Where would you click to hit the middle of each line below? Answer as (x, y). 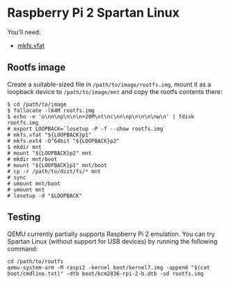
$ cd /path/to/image (37, 104)
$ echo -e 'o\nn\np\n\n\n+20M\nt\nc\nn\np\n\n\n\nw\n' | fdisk (101, 116)
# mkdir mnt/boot (32, 159)
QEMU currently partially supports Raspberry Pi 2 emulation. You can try (111, 234)
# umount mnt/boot (34, 183)
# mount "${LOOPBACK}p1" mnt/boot (57, 165)
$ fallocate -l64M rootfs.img (51, 110)
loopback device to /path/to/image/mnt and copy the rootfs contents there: (115, 91)
